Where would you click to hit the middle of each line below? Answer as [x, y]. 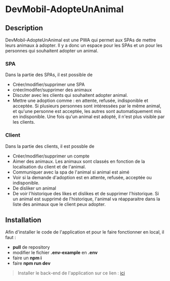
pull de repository [31, 247]
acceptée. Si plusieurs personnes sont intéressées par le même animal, [87, 106]
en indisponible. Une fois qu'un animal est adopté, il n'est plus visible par [89, 117]
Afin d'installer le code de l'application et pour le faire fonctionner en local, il [85, 232]
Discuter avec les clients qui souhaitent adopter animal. [70, 95]
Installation [23, 220]
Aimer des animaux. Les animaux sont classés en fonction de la [79, 161]
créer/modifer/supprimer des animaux [52, 90]
